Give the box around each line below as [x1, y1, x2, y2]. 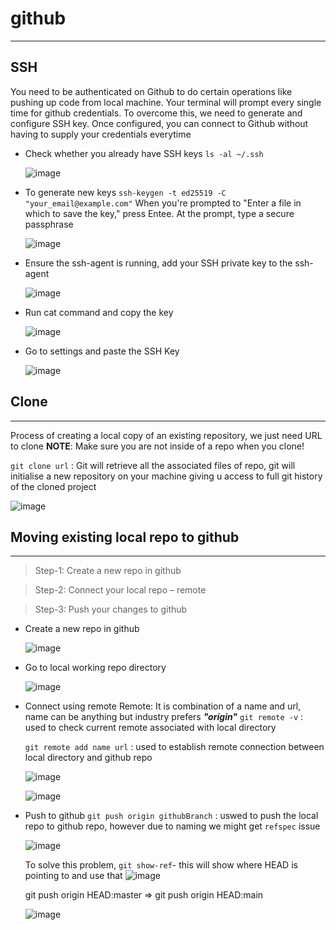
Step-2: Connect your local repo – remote [34, 584, 207, 596]
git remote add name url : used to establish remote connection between [24, 741, 325, 753]
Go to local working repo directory [24, 662, 167, 674]
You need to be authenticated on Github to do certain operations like [10, 85, 293, 97]
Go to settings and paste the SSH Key [24, 345, 180, 357]
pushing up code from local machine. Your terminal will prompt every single [10, 96, 322, 108]
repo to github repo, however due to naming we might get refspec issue [24, 820, 321, 832]
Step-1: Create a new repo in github [34, 565, 182, 577]
